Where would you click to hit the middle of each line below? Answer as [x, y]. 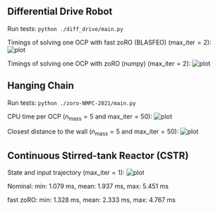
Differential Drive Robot [60, 12]
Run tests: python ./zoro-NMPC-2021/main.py [72, 102]
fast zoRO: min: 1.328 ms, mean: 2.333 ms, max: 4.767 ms [92, 200]
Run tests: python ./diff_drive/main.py [65, 28]
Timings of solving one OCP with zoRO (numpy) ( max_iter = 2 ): [99, 64]
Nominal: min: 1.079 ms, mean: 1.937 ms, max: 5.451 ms [88, 186]
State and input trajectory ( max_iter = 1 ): [66, 173]
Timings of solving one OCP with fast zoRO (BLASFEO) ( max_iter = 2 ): [109, 42]
